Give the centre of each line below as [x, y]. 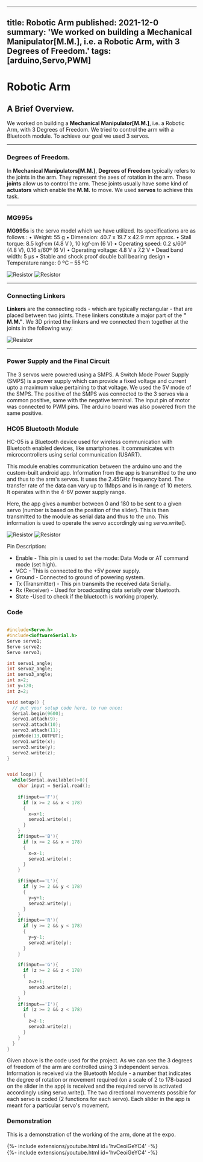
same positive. [25, 413]
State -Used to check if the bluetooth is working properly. [87, 596]
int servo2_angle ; [30, 669]
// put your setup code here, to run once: [67, 708]
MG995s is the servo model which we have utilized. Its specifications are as [101, 231]
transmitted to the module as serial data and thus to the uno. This [88, 516]
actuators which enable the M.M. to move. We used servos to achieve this [100, 190]
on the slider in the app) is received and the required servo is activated [95, 1086]
